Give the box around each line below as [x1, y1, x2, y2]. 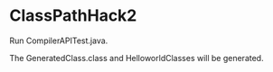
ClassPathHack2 [9, 5, 137, 26]
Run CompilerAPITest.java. [9, 35, 108, 46]
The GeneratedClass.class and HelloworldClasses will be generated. [9, 52, 264, 63]
